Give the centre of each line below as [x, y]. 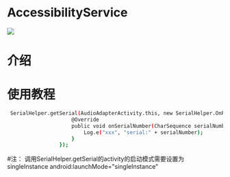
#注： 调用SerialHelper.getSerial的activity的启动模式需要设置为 [96, 159]
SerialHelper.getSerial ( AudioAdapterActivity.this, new [91, 113]
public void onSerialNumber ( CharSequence [131, 126]
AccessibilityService [67, 13]
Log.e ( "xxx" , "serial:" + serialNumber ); [143, 132]
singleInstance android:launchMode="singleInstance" [83, 167]
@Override [85, 120]
